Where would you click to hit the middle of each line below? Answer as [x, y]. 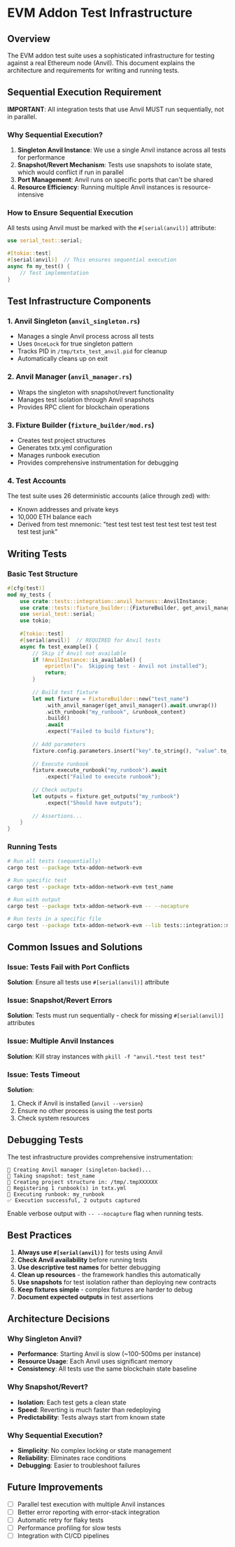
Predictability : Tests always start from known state [91, 1417]
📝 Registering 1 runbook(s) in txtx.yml [67, 1188]
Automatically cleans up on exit [63, 359]
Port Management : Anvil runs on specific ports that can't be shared [115, 180]
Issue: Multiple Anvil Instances [60, 1041]
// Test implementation [55, 273]
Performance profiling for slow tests [69, 1527]
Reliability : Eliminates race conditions [72, 1457]
